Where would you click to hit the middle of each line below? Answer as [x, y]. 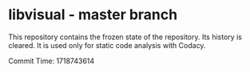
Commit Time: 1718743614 [52, 61]
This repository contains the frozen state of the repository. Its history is [125, 37]
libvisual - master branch [93, 15]
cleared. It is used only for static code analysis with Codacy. [107, 45]
